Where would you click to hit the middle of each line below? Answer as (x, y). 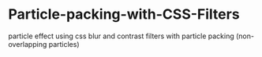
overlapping (28, 44)
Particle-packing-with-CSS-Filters (124, 14)
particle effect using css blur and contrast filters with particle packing (121, 36)
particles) (64, 44)
